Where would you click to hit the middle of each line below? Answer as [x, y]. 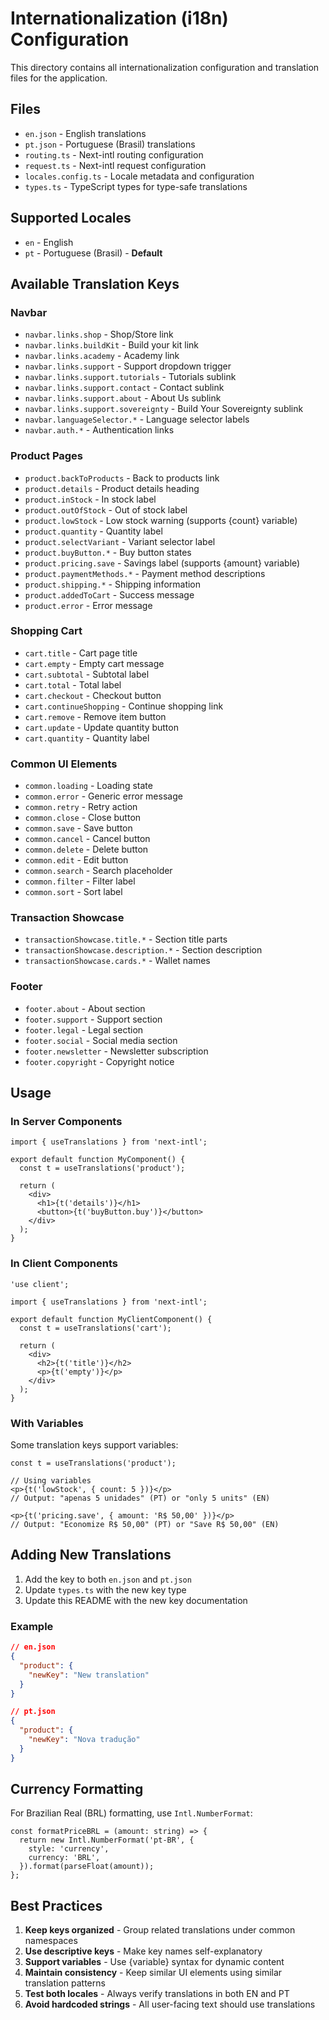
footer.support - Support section [93, 1019]
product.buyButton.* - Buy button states [108, 552]
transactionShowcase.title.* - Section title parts [126, 939]
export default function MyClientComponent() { [111, 1319]
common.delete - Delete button [86, 849]
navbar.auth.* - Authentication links [99, 430]
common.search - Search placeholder [98, 871]
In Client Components [64, 1264]
